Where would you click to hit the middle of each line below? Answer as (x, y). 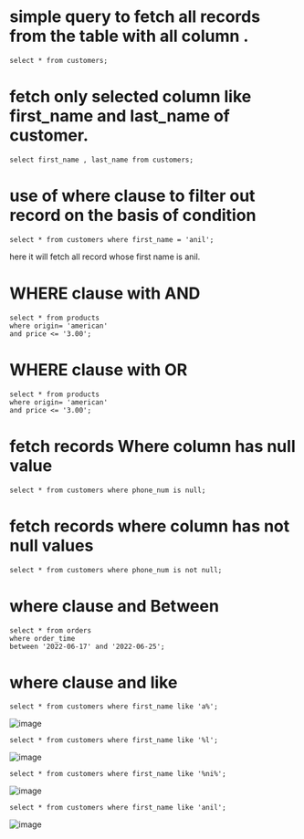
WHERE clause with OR (99, 369)
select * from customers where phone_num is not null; (116, 570)
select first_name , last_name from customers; (102, 160)
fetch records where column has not (150, 526)
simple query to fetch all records (135, 17)
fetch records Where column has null (152, 446)
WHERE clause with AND (105, 293)
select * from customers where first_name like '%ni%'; (118, 774)
